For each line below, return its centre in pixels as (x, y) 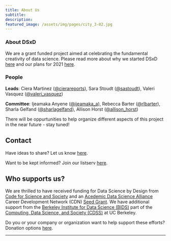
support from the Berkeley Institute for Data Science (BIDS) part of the (79, 207)
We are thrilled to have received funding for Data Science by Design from (82, 191)
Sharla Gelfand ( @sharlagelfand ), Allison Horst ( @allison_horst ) (72, 109)
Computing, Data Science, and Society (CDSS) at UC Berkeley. (71, 213)
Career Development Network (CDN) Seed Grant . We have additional (77, 202)
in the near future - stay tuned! (37, 124)
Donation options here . (29, 228)
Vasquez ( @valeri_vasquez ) (34, 94)
